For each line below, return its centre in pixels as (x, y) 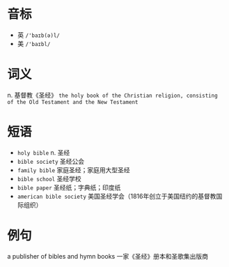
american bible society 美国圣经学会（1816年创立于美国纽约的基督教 (117, 196)
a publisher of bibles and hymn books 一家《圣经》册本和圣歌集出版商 (108, 256)
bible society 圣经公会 (51, 161)
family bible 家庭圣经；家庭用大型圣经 (73, 170)
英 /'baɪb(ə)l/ (39, 35)
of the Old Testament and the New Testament (73, 102)
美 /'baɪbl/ (34, 43)
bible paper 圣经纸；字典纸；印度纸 (69, 187)
